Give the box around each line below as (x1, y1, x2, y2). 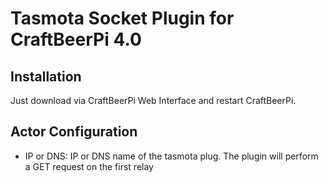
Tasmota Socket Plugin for (10, 7, 235, 30)
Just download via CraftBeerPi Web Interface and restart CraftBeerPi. (10, 95, 297, 106)
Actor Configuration (10, 123, 138, 141)
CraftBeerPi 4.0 (10, 28, 142, 51)
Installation (10, 68, 82, 85)
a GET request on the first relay (24, 160, 154, 172)
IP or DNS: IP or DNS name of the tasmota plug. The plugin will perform (24, 150, 319, 162)
